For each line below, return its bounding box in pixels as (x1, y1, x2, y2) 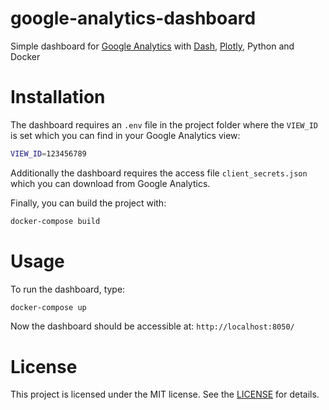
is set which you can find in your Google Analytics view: (10, 129, 241, 141)
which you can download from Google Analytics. (10, 177, 211, 189)
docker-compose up (10, 302, 87, 312)
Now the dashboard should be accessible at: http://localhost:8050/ (10, 320, 295, 332)
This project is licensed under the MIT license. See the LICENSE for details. (10, 388, 320, 401)
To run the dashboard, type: (10, 283, 126, 295)
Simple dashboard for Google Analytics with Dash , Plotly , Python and (10, 40, 295, 52)
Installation (10, 86, 106, 109)
